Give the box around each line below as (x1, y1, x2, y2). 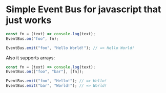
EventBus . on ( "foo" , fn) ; (6, 36, 59, 41)
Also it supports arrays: (6, 55, 55, 61)
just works (6, 14, 52, 26)
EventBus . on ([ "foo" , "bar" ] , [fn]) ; (6, 69, 84, 75)
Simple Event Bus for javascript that (6, 4, 161, 15)
